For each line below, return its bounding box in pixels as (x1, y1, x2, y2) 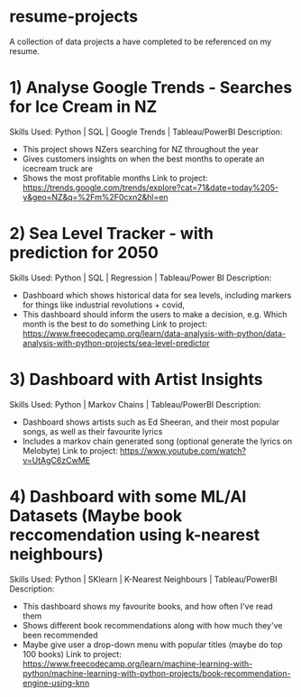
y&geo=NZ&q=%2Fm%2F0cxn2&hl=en (22, 191, 169, 202)
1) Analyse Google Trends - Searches (9, 78, 293, 98)
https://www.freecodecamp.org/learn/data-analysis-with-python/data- (22, 327, 287, 339)
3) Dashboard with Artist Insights (9, 370, 263, 390)
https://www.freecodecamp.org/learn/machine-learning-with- (22, 658, 253, 669)
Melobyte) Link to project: (22, 445, 119, 456)
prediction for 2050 (9, 243, 160, 263)
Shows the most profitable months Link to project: (22, 172, 208, 183)
